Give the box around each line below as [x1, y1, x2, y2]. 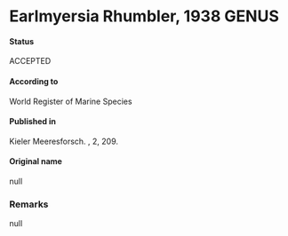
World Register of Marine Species [9, 96, 132, 106]
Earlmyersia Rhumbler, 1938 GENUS [9, 6, 280, 27]
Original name [9, 156, 62, 167]
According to [9, 75, 59, 86]
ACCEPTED [9, 56, 52, 67]
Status [9, 35, 35, 46]
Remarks [9, 198, 49, 210]
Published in [9, 116, 56, 127]
